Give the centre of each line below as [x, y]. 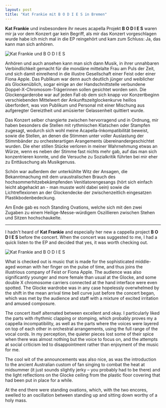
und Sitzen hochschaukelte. [33, 218]
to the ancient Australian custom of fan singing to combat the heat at [75, 364]
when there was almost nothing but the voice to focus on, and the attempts [82, 339]
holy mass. [16, 400]
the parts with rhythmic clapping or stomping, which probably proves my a [81, 318]
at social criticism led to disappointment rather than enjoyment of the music [82, 344]
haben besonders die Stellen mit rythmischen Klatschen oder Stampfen [78, 125]
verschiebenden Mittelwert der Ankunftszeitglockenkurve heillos [71, 100]
